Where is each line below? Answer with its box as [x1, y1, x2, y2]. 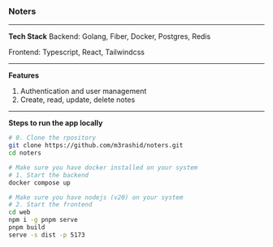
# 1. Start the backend [8, 171, 89, 179]
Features [8, 70, 39, 80]
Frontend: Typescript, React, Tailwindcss [8, 47, 145, 57]
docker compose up [8, 178, 71, 187]
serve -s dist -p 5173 [8, 231, 85, 239]
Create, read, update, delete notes [19, 95, 136, 104]
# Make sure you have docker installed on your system [8, 164, 198, 172]
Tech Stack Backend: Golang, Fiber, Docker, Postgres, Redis [8, 32, 211, 41]
